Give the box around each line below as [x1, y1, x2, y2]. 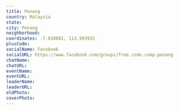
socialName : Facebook [6, 47, 59, 52]
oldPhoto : [6, 90, 30, 95]
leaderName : [6, 79, 35, 85]
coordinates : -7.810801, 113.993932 [6, 36, 95, 41]
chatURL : [6, 62, 27, 69]
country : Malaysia [6, 14, 51, 20]
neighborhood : [6, 30, 41, 36]
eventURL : [6, 73, 30, 79]
